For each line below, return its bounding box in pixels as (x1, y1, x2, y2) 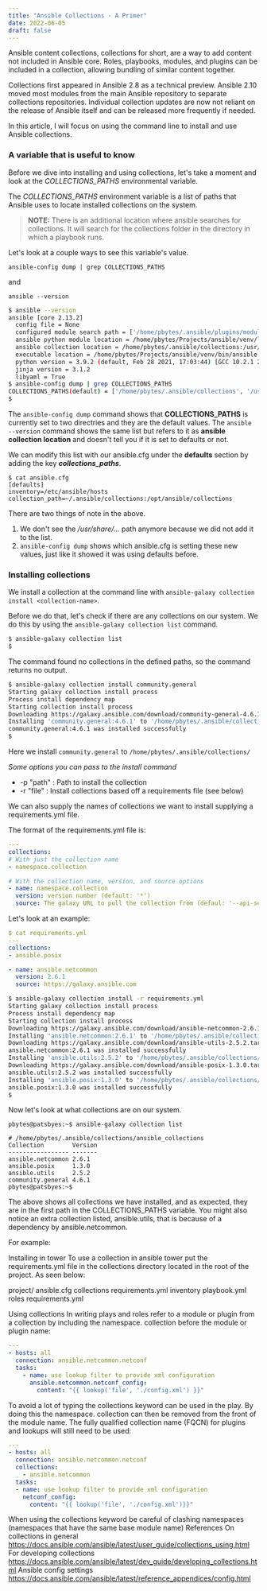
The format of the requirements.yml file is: (8, 825, 146, 835)
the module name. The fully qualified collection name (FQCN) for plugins (8, 1417, 246, 1427)
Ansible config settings (17, 1566, 94, 1575)
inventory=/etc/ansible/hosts (8, 488, 109, 496)
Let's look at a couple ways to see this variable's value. (8, 247, 189, 257)
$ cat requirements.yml (8, 929, 87, 937)
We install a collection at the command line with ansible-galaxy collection (8, 588, 255, 597)
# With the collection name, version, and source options (8, 877, 204, 885)
